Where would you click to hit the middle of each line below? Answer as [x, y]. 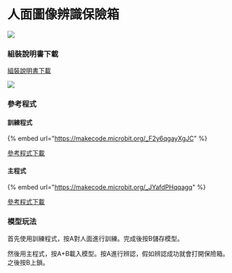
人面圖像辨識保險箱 [63, 15]
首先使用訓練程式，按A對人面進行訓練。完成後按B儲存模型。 [95, 238]
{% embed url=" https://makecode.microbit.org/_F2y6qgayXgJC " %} [107, 138]
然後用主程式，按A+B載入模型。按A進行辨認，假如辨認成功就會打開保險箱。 [118, 253]
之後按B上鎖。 [28, 262]
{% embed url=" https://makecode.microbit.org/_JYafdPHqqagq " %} [107, 187]
